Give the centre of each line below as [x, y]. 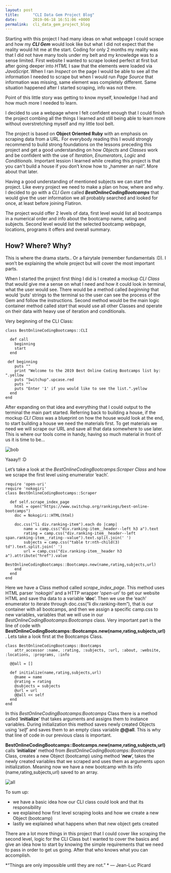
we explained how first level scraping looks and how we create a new [86, 813]
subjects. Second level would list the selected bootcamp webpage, [76, 224]
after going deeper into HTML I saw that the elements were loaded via [79, 66]
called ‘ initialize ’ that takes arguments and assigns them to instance [77, 719]
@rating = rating [33, 682]
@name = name [28, 677]
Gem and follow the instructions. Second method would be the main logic [82, 301]
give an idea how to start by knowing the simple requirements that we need [84, 844]
